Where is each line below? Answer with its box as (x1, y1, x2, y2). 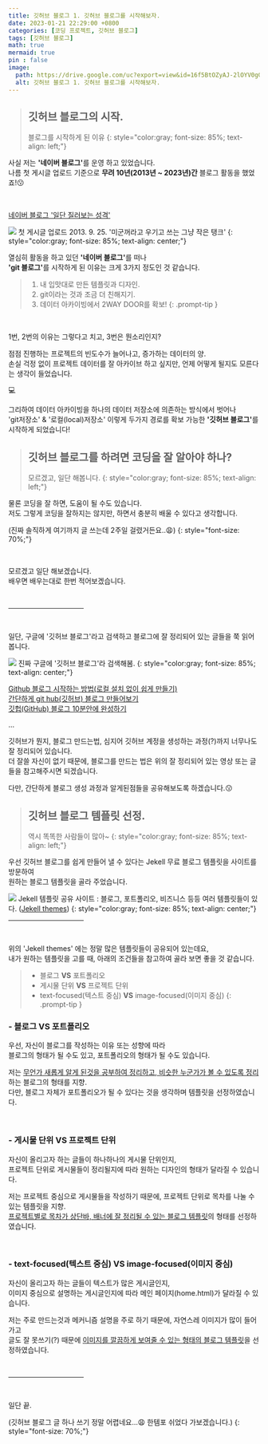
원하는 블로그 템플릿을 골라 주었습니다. (8, 877, 128, 886)
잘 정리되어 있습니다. (8, 747, 73, 756)
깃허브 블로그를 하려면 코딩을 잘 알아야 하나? (27, 450, 233, 464)
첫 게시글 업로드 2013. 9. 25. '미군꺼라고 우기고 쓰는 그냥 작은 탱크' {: (18, 227, 234, 237)
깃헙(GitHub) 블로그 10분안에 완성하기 (8, 704, 127, 714)
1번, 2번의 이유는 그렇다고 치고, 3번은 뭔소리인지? (8, 332, 162, 341)
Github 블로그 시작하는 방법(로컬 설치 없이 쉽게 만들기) (8, 684, 178, 694)
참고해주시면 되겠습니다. (22, 767, 98, 776)
